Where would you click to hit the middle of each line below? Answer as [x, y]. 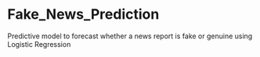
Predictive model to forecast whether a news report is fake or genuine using [130, 36]
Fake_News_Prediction [83, 14]
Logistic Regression [39, 44]
